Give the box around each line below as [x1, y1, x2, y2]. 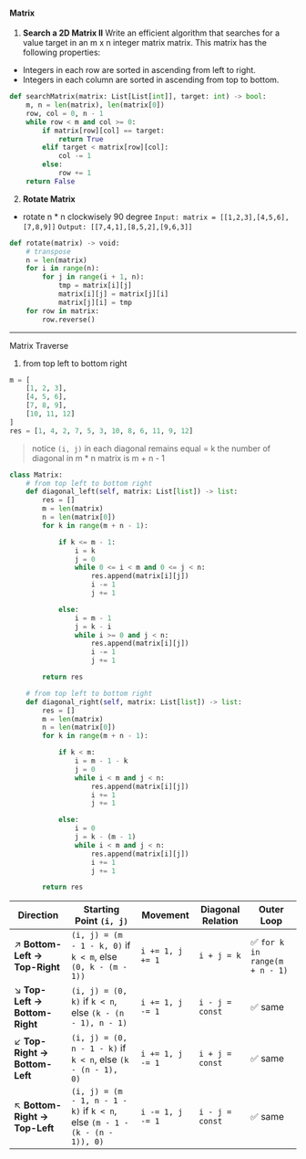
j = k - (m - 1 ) [74, 832, 137, 842]
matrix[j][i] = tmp [57, 298, 132, 307]
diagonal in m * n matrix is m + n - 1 [31, 452, 166, 463]
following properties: [22, 47, 101, 58]
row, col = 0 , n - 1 [25, 109, 104, 118]
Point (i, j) [74, 914, 129, 927]
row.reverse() [42, 315, 96, 324]
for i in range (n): [25, 264, 100, 273]
